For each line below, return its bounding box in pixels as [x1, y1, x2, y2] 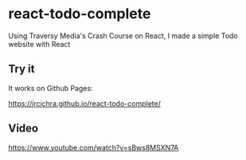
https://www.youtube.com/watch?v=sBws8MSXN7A [8, 143, 179, 152]
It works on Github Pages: [8, 83, 93, 93]
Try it [8, 63, 35, 76]
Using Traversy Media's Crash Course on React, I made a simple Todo [8, 31, 238, 40]
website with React [8, 39, 71, 48]
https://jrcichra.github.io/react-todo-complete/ [8, 98, 161, 108]
